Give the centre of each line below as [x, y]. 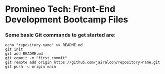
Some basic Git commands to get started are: [61, 35]
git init [14, 50]
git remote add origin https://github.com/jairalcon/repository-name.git [83, 63]
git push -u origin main [31, 67]
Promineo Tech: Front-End [60, 9]
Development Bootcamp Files [67, 19]
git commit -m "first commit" [36, 58]
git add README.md [24, 54]
